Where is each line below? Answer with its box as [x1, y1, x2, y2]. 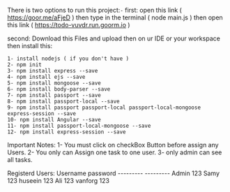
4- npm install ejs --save [7, 73, 86, 80]
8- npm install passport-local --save [7, 98, 120, 105]
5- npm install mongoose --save [7, 80, 101, 87]
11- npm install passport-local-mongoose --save [7, 122, 151, 129]
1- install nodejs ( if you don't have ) [7, 55, 130, 62]
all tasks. [7, 156, 33, 163]
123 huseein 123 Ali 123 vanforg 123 [7, 177, 110, 184]
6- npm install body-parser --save [7, 86, 111, 93]
